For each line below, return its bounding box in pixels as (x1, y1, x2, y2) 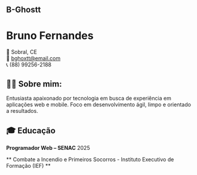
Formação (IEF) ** (6, 162, 51, 169)
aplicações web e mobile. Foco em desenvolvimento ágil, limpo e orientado (6, 101, 191, 108)
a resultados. (6, 108, 39, 115)
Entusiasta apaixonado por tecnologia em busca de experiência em (6, 95, 171, 102)
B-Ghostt (6, 5, 41, 15)
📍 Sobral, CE (6, 48, 38, 56)
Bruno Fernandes (6, 29, 94, 42)
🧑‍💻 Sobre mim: (6, 79, 62, 89)
